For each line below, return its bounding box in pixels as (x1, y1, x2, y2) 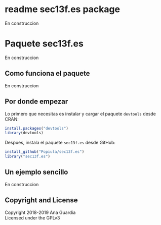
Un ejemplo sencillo (5, 168, 68, 177)
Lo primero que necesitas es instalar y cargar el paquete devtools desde (5, 110, 156, 117)
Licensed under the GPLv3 (5, 214, 60, 220)
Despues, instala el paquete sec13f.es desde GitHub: (5, 140, 116, 146)
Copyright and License (5, 196, 78, 205)
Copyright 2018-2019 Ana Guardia (5, 209, 76, 215)
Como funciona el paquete (5, 69, 90, 78)
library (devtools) (5, 130, 44, 136)
